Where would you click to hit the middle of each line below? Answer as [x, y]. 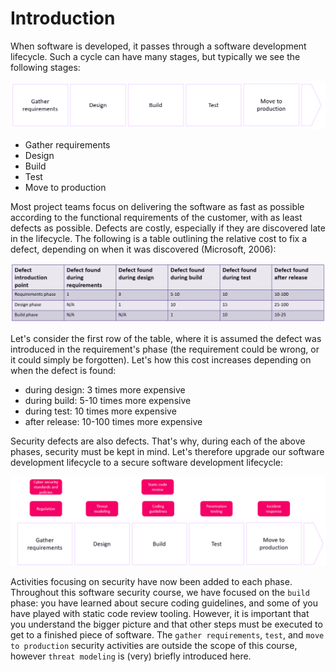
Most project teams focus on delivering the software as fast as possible [157, 207]
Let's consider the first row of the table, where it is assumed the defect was [166, 339]
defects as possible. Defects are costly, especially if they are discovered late [168, 228]
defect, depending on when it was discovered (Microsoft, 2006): [143, 249]
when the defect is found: [63, 371]
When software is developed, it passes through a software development [158, 46]
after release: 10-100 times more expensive [113, 422]
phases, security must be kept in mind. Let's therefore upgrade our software [167, 452]
